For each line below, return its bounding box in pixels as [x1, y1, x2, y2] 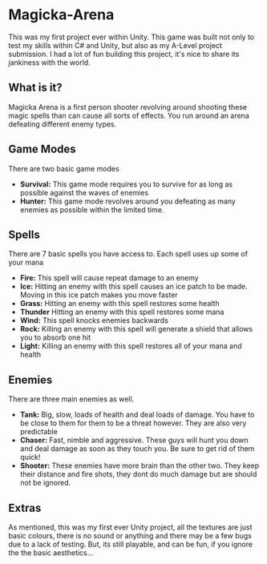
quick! [19, 453, 41, 462]
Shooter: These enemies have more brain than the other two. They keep [19, 461, 260, 470]
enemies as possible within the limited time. [19, 204, 164, 214]
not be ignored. [19, 478, 71, 488]
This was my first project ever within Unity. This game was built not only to [8, 32, 255, 42]
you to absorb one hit [19, 332, 91, 342]
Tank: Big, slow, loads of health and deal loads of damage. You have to [19, 410, 255, 420]
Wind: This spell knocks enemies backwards [19, 316, 168, 325]
